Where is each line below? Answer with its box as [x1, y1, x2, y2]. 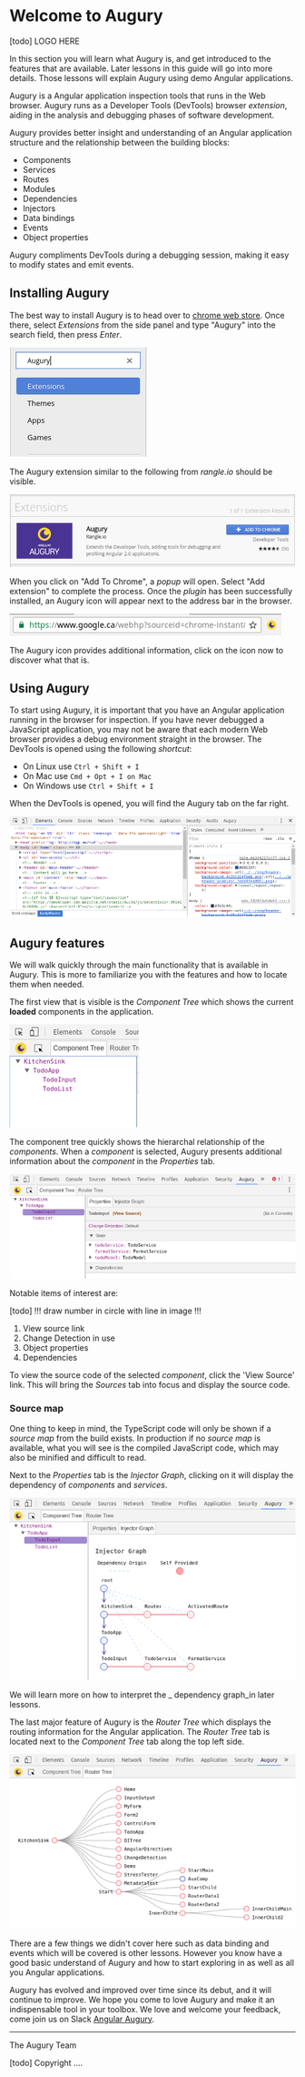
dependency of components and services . [9, 1479, 168, 1490]
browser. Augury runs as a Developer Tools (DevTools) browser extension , [9, 99, 288, 110]
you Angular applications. [9, 1967, 105, 1978]
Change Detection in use [22, 1332, 115, 1343]
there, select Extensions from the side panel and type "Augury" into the [9, 319, 276, 330]
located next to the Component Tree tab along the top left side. [9, 1736, 245, 1747]
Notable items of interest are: [9, 1288, 119, 1299]
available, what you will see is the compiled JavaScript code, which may [9, 1442, 280, 1453]
